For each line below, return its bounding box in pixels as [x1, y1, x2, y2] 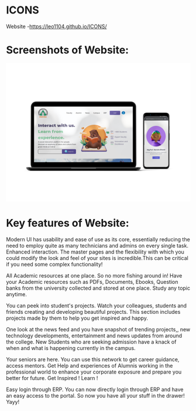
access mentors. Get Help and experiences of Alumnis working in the [6, 362, 173, 369]
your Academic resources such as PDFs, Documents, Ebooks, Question [6, 278, 178, 285]
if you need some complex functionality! [6, 261, 103, 268]
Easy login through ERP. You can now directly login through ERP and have [6, 386, 184, 393]
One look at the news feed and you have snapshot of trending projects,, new [6, 326, 191, 333]
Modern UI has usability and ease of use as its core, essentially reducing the [6, 235, 190, 243]
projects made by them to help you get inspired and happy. [6, 314, 148, 321]
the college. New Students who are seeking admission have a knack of [6, 338, 177, 345]
